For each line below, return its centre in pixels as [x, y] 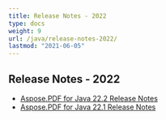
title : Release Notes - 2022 [57, 16]
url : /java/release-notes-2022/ [63, 39]
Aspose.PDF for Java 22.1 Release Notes [88, 107]
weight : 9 [25, 31]
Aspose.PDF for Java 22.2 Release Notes [89, 98]
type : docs [27, 24]
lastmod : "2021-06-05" [47, 46]
